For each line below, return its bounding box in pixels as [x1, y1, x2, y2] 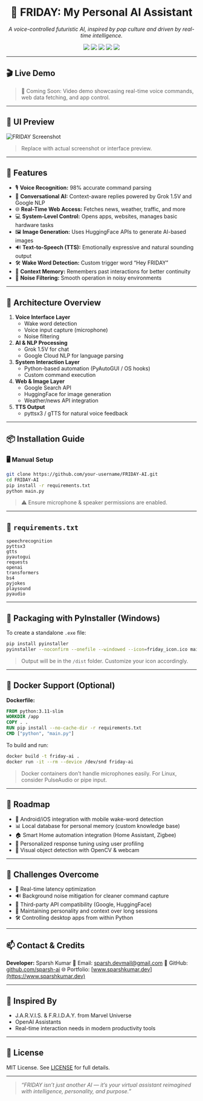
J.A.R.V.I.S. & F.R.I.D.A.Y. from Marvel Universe [14, 1012, 132, 1019]
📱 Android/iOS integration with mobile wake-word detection [14, 815, 164, 823]
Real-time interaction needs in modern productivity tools [14, 1024, 156, 1032]
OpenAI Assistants [14, 1018, 62, 1026]
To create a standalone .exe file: [6, 629, 86, 636]
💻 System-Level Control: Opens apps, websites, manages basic [14, 213, 178, 220]
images [14, 237, 34, 244]
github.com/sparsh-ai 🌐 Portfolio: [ [6, 966, 94, 973]
